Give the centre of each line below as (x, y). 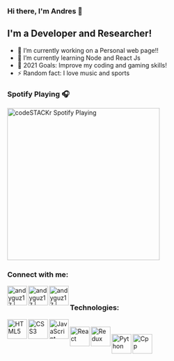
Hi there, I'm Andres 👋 (45, 11)
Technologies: (95, 307)
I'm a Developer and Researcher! (79, 34)
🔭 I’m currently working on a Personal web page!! (88, 50)
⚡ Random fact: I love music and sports (73, 73)
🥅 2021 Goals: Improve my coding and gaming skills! (92, 65)
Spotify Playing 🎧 (38, 94)
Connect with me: (38, 274)
